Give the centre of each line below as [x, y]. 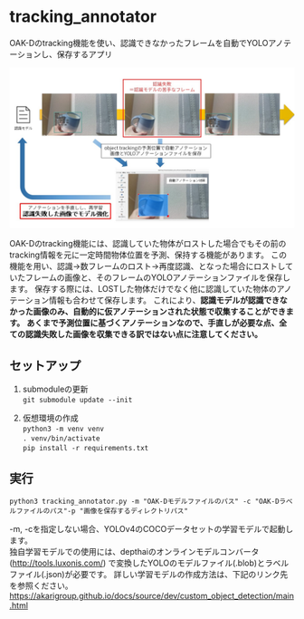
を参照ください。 [41, 585]
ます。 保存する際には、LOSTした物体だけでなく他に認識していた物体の [143, 289]
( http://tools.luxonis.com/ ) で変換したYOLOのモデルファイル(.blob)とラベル [149, 563]
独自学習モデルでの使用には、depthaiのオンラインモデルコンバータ [134, 552]
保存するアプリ [85, 54]
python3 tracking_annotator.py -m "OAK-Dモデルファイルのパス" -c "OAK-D [144, 502]
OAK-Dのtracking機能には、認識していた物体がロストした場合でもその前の [148, 244]
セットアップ [45, 366]
